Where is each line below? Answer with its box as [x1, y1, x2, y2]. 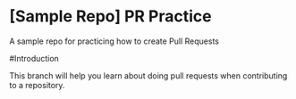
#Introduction [9, 53, 60, 63]
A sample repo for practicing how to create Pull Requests [9, 36, 219, 46]
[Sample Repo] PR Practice [9, 6, 212, 27]
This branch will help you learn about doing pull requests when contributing [9, 70, 288, 81]
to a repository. [9, 79, 65, 90]
